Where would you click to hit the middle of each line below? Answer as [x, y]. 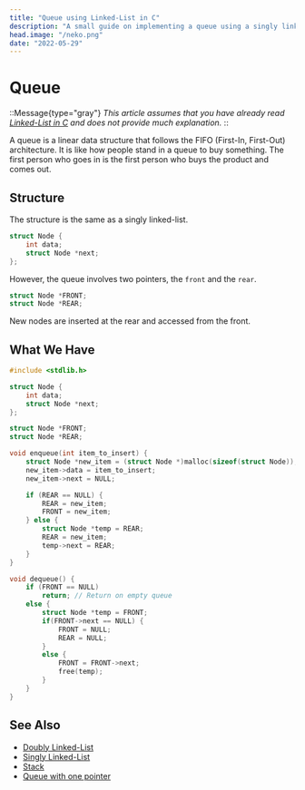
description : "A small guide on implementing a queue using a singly [144, 26]
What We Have [52, 350]
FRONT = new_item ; [77, 512]
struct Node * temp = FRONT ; [95, 613]
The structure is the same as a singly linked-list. [99, 219]
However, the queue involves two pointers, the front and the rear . [133, 278]
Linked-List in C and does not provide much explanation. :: [119, 122]
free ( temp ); [80, 672]
